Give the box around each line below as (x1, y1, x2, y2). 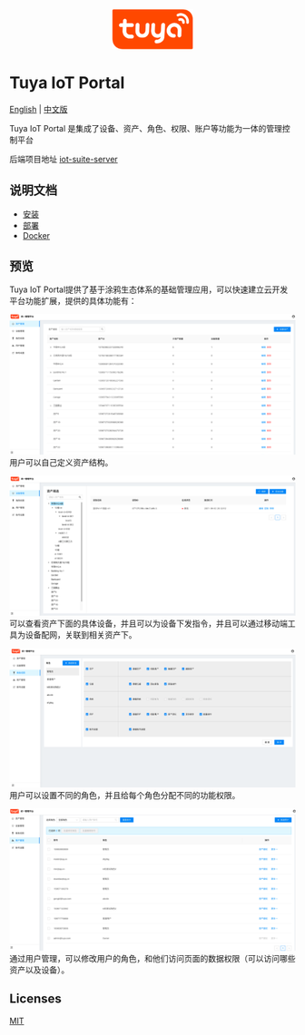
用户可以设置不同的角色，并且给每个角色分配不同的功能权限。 (9, 789, 241, 800)
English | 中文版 (9, 103, 68, 114)
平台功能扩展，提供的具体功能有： (9, 296, 137, 307)
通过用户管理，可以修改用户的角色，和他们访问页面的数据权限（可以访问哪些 (9, 952, 296, 963)
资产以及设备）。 (9, 964, 70, 975)
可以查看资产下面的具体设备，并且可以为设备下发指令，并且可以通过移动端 (9, 618, 288, 630)
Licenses (9, 991, 62, 1007)
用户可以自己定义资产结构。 (9, 457, 113, 468)
